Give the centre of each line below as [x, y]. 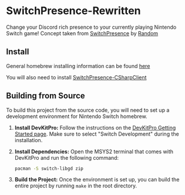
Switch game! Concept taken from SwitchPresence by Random [82, 33]
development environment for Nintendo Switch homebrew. [77, 116]
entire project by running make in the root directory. [76, 186]
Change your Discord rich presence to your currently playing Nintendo [91, 27]
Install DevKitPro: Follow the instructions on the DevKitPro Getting [95, 127]
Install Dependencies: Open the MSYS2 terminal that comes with [94, 152]
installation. [28, 140]
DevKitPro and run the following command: [67, 157]
